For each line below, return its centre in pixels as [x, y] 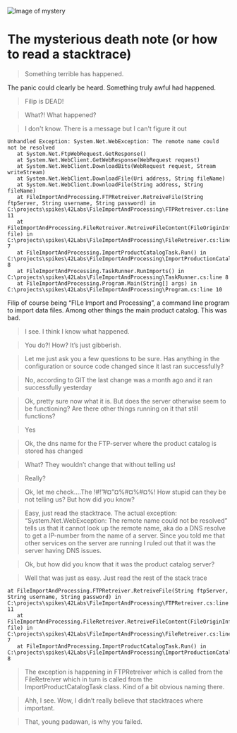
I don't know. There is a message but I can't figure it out [105, 128]
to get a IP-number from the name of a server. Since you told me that [124, 535]
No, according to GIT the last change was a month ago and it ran [119, 380]
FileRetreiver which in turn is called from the [89, 679]
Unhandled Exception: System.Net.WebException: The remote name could [113, 141]
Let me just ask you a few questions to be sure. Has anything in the [122, 358]
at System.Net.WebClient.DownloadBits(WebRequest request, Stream [116, 166]
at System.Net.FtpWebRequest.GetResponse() [81, 154]
